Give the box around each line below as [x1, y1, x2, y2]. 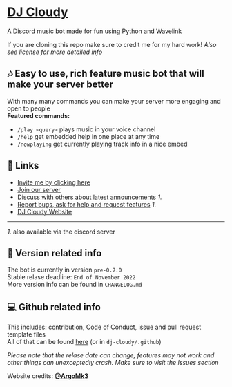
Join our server [17, 185, 61, 193]
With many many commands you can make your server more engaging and [7, 97, 221, 105]
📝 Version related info [7, 247, 102, 259]
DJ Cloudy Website [17, 207, 72, 216]
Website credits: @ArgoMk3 [7, 372, 88, 380]
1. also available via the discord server [7, 227, 116, 236]
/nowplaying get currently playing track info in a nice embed [17, 140, 188, 148]
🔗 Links [7, 160, 39, 171]
